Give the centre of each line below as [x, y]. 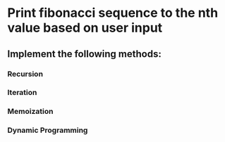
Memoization [30, 112]
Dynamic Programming [48, 130]
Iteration [22, 93]
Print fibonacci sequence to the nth [113, 13]
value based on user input [85, 28]
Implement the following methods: [85, 54]
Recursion [25, 74]
